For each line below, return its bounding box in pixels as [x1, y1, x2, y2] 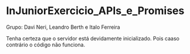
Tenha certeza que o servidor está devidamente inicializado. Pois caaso [6, 35, 180, 42]
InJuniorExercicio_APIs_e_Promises [6, 4, 185, 18]
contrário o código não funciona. [6, 41, 86, 48]
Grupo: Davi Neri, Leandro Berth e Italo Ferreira [6, 23, 120, 31]
